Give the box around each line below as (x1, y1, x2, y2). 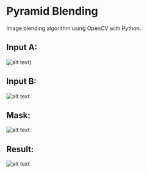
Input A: (6, 42, 38, 53)
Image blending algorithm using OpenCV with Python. (6, 24, 142, 32)
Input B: (6, 76, 37, 87)
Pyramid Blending (6, 4, 99, 18)
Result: (6, 144, 34, 154)
